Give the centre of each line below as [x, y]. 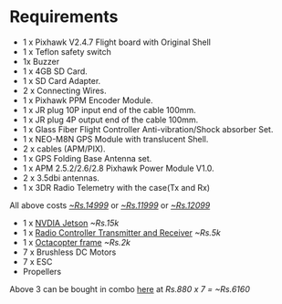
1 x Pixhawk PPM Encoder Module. [88, 100]
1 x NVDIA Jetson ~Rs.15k [71, 223]
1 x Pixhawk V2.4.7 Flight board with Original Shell [117, 42]
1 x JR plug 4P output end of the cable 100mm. [110, 120]
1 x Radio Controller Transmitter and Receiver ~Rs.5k [121, 232]
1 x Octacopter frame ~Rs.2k [76, 242]
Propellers [42, 271]
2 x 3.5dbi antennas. [61, 178]
